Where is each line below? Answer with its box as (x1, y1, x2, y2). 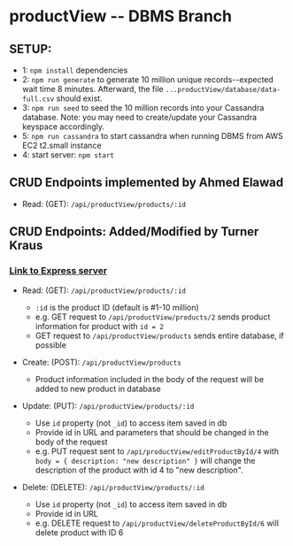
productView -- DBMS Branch (9, 6, 233, 27)
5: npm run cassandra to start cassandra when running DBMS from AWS (21, 131, 283, 141)
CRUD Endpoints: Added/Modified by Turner (9, 224, 259, 240)
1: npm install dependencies (21, 65, 128, 75)
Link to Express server (9, 265, 108, 277)
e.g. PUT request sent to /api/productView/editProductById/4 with (35, 445, 279, 457)
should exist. (56, 93, 104, 104)
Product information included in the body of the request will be (35, 373, 264, 384)
